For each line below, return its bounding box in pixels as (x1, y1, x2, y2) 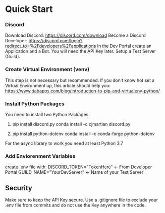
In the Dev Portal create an (97, 43, 152, 49)
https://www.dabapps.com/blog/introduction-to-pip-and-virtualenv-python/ (5, 88, 160, 94)
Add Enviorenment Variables (5, 153, 76, 159)
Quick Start (5, 3, 53, 15)
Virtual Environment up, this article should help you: (5, 82, 110, 88)
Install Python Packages (5, 100, 65, 107)
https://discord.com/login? (28, 38, 83, 44)
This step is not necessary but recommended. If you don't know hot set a (5, 77, 155, 83)
